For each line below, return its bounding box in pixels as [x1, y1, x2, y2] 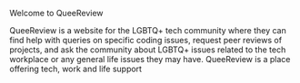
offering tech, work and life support [9, 63, 143, 74]
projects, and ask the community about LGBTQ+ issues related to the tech [9, 44, 286, 55]
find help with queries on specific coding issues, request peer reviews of [9, 35, 283, 45]
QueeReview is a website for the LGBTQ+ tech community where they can [9, 25, 286, 35]
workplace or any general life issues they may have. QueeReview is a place [9, 54, 291, 64]
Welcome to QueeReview [9, 8, 104, 18]
